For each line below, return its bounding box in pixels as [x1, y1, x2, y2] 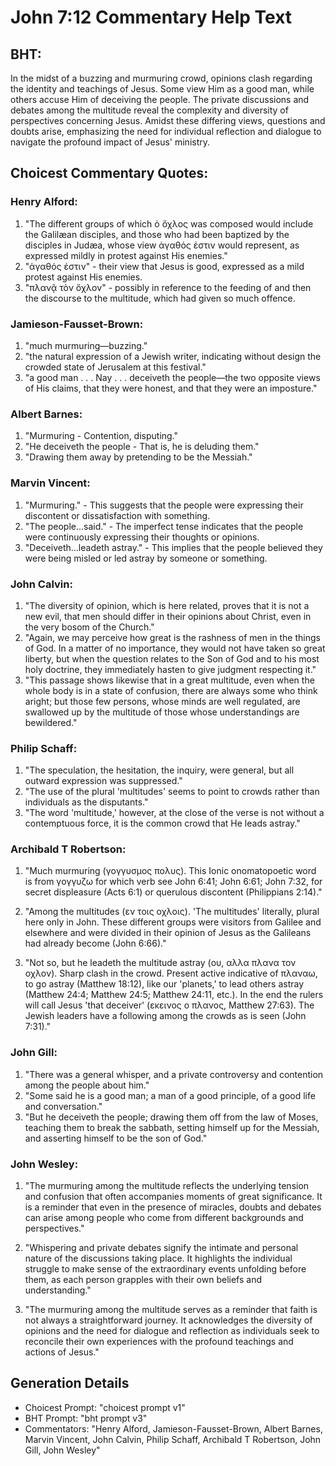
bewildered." [24, 716, 78, 728]
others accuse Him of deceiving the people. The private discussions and [10, 94, 310, 105]
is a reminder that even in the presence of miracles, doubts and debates [24, 1201, 322, 1213]
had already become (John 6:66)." [24, 937, 167, 950]
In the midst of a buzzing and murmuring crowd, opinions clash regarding [10, 72, 313, 84]
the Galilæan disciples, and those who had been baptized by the [24, 228, 290, 240]
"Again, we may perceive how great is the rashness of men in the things [24, 631, 321, 643]
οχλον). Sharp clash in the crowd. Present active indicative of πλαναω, [24, 967, 318, 980]
